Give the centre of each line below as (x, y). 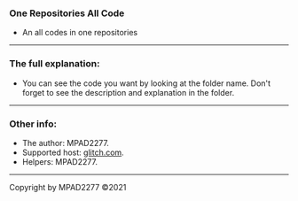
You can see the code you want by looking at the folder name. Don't (146, 83)
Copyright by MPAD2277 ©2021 (68, 187)
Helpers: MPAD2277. (59, 161)
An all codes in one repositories (80, 33)
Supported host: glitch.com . (73, 152)
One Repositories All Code (67, 13)
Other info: (33, 124)
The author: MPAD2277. (65, 143)
